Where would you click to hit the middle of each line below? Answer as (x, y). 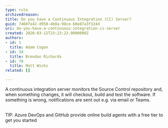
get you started (21, 120)
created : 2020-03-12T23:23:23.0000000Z (47, 33)
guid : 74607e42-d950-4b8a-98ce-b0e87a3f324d (53, 24)
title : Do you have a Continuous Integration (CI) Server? (68, 19)
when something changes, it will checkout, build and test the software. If (80, 94)
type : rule (17, 10)
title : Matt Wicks (29, 66)
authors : (14, 38)
